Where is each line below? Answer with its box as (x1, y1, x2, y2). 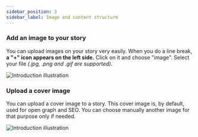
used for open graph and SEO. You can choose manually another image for (6, 107, 190, 114)
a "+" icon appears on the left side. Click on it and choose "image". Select (6, 54, 190, 61)
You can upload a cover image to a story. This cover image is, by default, (6, 100, 185, 107)
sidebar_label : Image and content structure (6, 14, 118, 20)
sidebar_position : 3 (6, 8, 58, 15)
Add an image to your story (6, 34, 86, 42)
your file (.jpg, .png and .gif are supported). (6, 60, 113, 67)
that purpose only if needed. (6, 113, 76, 120)
